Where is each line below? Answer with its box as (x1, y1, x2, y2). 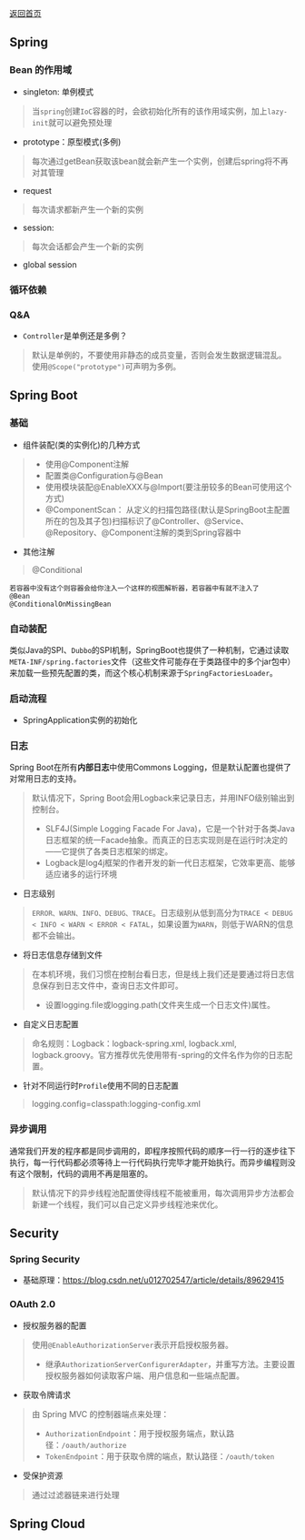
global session (22, 258, 77, 270)
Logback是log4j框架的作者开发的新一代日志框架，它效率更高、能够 (44, 858, 296, 869)
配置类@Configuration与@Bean (44, 469, 163, 480)
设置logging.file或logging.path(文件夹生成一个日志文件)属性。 (44, 1000, 275, 1011)
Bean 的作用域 (9, 64, 73, 76)
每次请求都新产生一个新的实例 (31, 204, 143, 215)
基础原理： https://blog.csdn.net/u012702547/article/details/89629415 (22, 1274, 284, 1285)
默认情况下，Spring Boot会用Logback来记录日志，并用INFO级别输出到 (31, 792, 295, 803)
